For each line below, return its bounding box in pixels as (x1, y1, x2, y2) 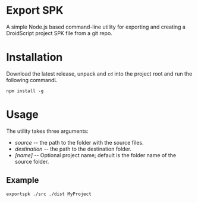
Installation (6, 51, 63, 64)
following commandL (6, 76, 58, 83)
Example (6, 175, 39, 185)
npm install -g (6, 88, 44, 94)
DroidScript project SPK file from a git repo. (6, 29, 113, 36)
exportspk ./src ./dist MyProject (6, 191, 92, 197)
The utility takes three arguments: (6, 127, 89, 135)
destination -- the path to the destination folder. (14, 145, 132, 152)
